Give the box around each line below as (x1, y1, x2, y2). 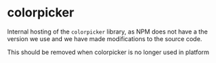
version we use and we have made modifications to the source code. (7, 34, 203, 42)
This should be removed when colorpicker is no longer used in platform (7, 48, 210, 56)
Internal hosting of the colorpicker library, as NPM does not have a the (7, 27, 208, 36)
